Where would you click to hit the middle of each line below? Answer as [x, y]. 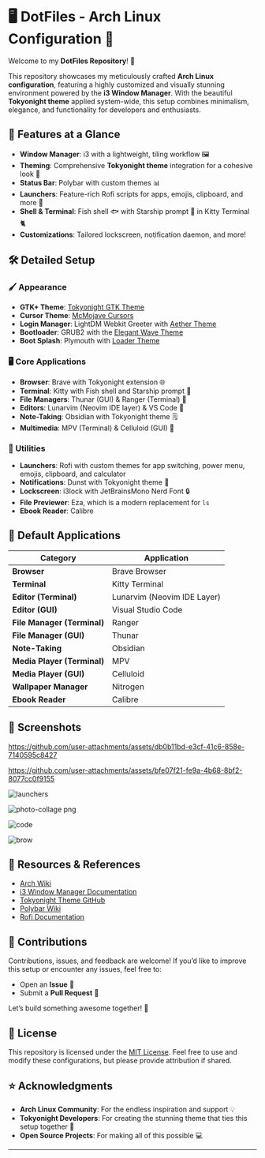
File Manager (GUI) [49, 635]
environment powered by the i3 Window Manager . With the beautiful [120, 92]
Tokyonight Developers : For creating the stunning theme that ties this [133, 1118]
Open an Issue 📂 [47, 984]
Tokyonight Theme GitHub [62, 900]
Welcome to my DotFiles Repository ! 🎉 [72, 61]
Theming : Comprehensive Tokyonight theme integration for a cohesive [136, 165]
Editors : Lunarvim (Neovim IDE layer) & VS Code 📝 [102, 407]
